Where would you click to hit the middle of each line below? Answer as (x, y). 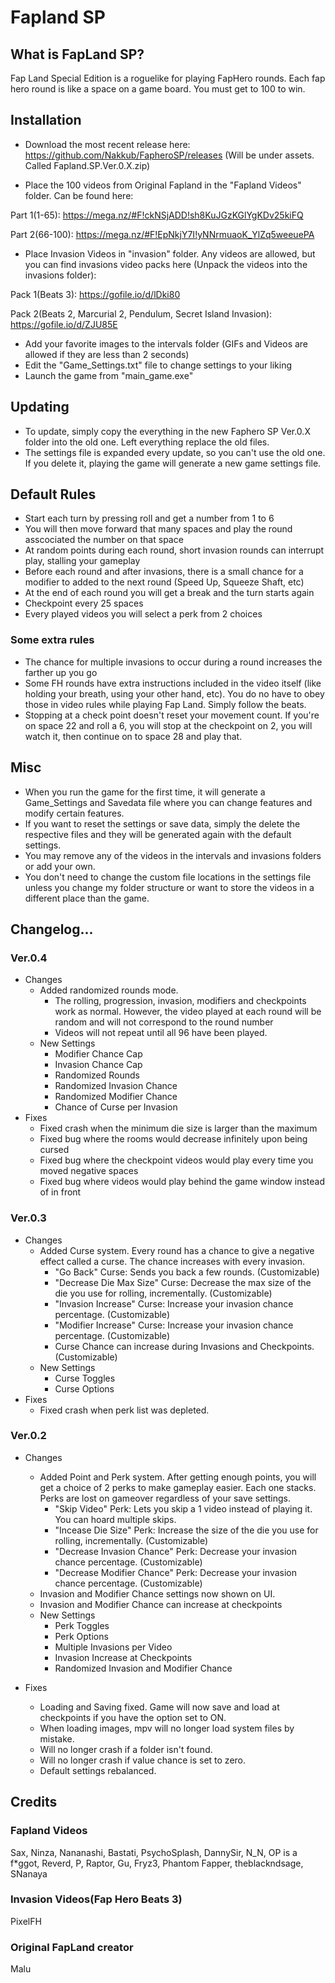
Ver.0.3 (28, 1218)
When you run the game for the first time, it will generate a (145, 792)
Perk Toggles (82, 1625)
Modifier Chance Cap (98, 1054)
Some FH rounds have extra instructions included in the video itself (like (173, 683)
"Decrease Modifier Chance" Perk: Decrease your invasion (176, 1572)
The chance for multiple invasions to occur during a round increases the (173, 662)
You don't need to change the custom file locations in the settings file (168, 877)
